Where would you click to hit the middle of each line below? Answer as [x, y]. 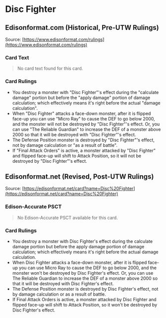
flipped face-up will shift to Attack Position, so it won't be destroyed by [85, 305]
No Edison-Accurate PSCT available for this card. [67, 217]
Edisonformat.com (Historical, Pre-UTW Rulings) [82, 28]
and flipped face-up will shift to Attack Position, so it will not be [77, 156]
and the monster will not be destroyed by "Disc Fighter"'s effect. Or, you [86, 124]
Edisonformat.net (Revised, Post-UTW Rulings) [80, 176]
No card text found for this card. [50, 69]
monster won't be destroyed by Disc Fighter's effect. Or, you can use [83, 273]
